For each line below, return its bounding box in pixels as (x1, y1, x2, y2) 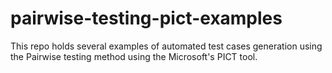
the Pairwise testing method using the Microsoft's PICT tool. (10, 50, 258, 62)
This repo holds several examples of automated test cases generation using (10, 40, 323, 52)
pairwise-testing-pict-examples (10, 7, 283, 30)
